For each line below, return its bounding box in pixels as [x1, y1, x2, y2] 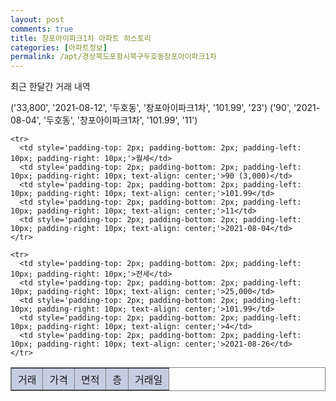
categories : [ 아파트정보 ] [10, 42, 108, 53]
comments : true [10, 24, 74, 34]
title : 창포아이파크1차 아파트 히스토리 [10, 33, 152, 43]
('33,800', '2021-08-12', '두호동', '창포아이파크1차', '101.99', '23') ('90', [10, 102, 292, 114]
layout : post [10, 14, 65, 25]
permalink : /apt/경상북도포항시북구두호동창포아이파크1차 [10, 52, 217, 62]
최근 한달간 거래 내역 [10, 81, 91, 93]
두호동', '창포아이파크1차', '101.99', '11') [46, 114, 198, 126]
